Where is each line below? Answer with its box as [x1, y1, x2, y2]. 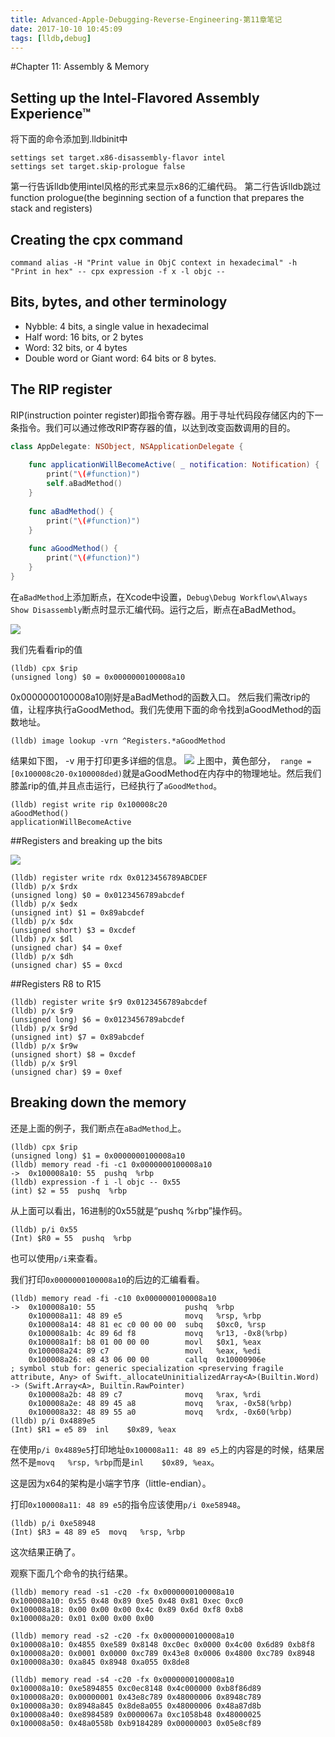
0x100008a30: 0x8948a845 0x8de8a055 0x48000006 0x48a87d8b [10, 1701, 262, 1711]
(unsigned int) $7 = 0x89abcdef [10, 1032, 145, 1042]
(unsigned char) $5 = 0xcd [10, 960, 123, 970]
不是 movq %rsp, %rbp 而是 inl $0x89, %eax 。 [18, 1456, 220, 1468]
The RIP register [10, 381, 113, 398]
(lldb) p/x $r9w [10, 1041, 78, 1051]
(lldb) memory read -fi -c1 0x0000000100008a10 [10, 1159, 213, 1170]
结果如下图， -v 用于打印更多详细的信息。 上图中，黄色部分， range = [10, 754, 312, 766]
